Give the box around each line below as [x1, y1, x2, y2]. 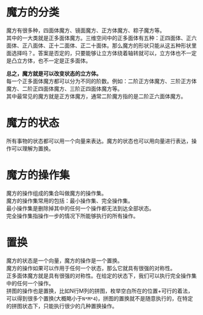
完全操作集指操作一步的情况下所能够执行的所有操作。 [6, 212, 139, 219]
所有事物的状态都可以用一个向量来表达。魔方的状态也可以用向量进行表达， [6, 137, 192, 144]
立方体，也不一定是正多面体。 [16, 57, 91, 64]
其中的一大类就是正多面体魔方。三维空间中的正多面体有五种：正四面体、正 [6, 34, 192, 41]
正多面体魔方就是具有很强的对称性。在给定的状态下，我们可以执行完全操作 [6, 272, 192, 279]
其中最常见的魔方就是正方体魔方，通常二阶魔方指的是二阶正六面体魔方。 [6, 92, 186, 100]
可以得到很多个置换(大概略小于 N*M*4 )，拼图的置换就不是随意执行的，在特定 [6, 294, 193, 302]
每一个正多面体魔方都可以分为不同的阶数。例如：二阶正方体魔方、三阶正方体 [6, 77, 197, 85]
